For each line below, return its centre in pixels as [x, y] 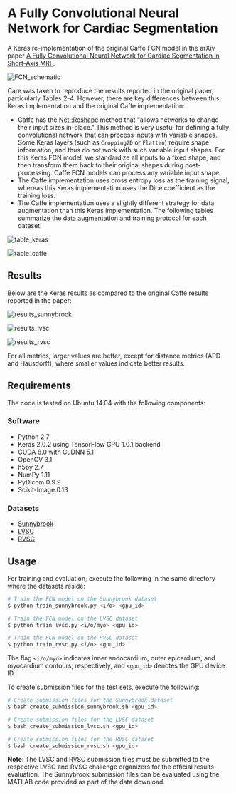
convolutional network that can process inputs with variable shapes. [117, 135]
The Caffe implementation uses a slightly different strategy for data [116, 203]
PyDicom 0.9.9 [39, 482]
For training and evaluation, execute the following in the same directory [111, 578]
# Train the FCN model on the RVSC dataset [73, 638]
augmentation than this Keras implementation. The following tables [116, 210]
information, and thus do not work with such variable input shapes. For [121, 150]
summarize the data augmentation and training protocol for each [112, 218]
